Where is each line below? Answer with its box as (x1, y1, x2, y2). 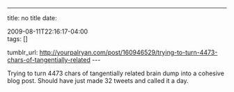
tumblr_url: (7, 48, 38, 56)
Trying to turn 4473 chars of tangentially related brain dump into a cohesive (7, 69, 225, 77)
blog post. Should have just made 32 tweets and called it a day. (7, 77, 189, 84)
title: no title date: (7, 14, 57, 22)
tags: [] (7, 35, 28, 43)
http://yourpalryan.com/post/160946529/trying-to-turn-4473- (39, 48, 218, 56)
